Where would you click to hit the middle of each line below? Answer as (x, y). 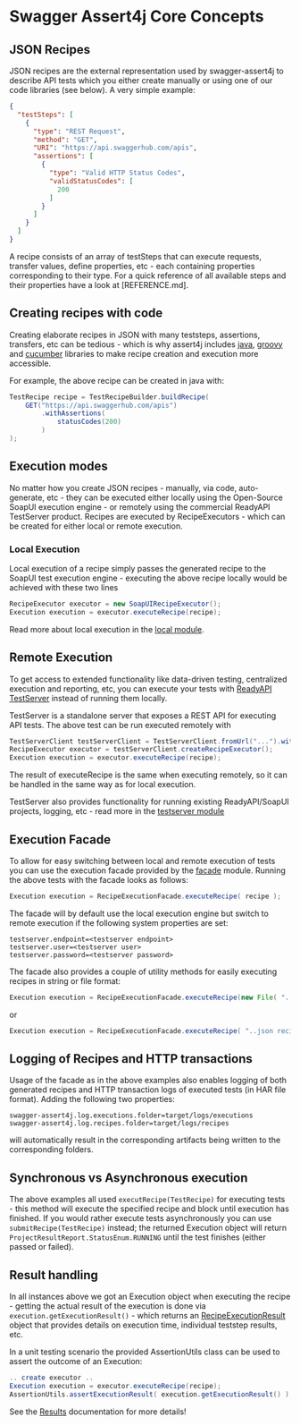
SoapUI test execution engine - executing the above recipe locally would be (148, 578)
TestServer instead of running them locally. (88, 698)
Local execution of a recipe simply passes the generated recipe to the (137, 569)
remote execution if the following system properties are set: (119, 922)
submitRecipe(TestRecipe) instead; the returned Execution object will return (148, 1228)
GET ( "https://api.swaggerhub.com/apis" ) (101, 405)
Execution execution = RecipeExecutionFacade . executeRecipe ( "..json (142, 1031)
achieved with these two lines (64, 588)
